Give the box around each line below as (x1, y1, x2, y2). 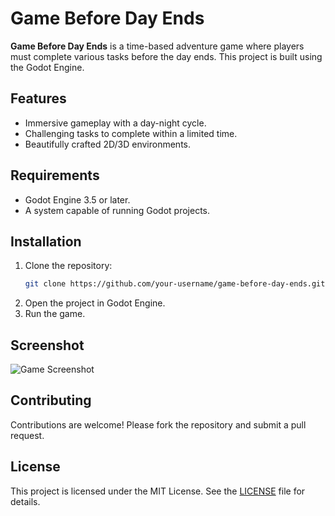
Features (10, 90, 67, 107)
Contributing (10, 392, 92, 409)
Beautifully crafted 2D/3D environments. (24, 138, 192, 150)
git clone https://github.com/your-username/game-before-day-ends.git (24, 279, 326, 289)
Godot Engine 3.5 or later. (24, 193, 131, 206)
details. (10, 495, 41, 507)
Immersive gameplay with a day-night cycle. (24, 117, 207, 129)
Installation (10, 233, 82, 250)
